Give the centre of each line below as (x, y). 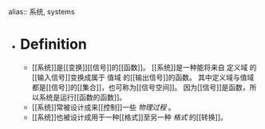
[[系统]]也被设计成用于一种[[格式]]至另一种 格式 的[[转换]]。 (129, 117)
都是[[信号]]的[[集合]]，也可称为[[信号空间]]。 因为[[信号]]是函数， (140, 87)
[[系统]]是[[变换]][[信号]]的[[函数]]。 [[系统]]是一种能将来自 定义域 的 (144, 67)
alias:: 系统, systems (42, 12)
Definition (53, 44)
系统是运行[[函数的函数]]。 (83, 97)
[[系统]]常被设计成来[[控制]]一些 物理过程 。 (103, 107)
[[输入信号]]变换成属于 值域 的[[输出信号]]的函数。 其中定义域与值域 (143, 77)
